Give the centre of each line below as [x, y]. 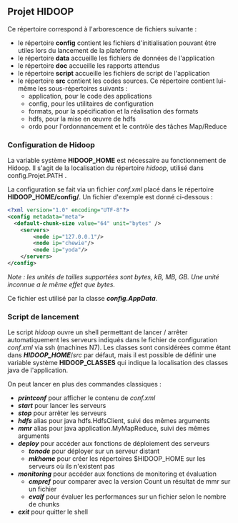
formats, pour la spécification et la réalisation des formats [113, 111]
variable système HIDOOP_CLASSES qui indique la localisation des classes [118, 363]
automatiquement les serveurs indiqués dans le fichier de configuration [113, 340]
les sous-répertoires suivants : [83, 88]
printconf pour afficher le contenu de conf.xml [86, 398]
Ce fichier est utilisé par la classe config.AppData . [83, 298]
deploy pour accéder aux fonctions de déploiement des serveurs [114, 444]
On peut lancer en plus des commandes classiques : [85, 384]
